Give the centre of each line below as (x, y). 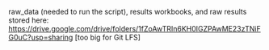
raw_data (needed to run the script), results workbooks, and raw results (128, 12)
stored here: (29, 20)
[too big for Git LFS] (108, 37)
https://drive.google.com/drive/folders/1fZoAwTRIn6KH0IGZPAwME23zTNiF (134, 29)
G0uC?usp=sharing (41, 37)
